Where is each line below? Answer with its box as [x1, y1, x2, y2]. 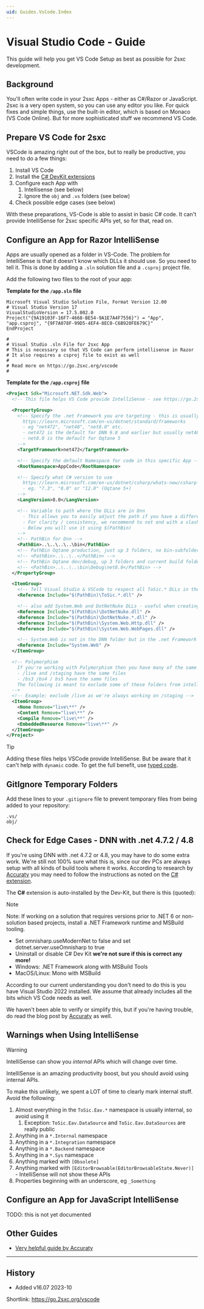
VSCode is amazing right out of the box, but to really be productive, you [6, 148, 186, 156]
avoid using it [15, 1112, 49, 1119]
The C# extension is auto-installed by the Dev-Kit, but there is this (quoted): [6, 889, 196, 896]
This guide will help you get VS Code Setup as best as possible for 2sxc [6, 55, 186, 63]
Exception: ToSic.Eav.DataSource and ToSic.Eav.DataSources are [24, 1119, 186, 1126]
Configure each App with [15, 180, 78, 187]
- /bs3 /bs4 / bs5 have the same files [17, 675, 118, 682]
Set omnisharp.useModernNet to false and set [15, 937, 131, 945]
